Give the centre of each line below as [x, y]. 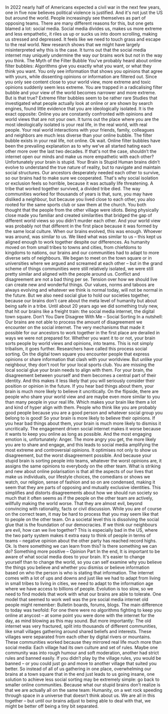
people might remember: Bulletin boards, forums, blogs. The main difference [84, 605]
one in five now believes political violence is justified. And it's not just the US [84, 13]
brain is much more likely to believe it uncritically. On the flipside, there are [82, 391]
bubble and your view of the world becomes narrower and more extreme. [81, 93]
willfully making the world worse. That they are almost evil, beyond [74, 503]
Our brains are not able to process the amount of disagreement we [74, 322]
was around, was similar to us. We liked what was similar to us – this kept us [83, 236]
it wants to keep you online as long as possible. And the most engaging [78, 434]
